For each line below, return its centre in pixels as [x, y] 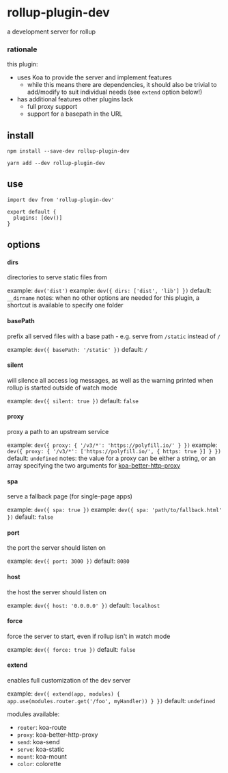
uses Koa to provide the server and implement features [94, 77]
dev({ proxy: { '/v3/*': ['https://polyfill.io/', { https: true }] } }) [114, 452]
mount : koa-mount [42, 757]
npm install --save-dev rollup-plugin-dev [68, 151]
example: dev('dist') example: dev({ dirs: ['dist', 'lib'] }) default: [109, 291]
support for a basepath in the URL [75, 114]
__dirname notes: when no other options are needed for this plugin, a [103, 298]
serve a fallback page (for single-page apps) [70, 496]
